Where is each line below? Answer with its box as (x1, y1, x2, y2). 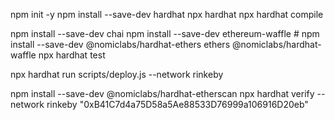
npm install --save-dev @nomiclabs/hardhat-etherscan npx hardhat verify (10, 88, 315, 99)
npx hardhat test (38, 49, 106, 61)
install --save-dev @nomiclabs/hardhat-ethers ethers (10, 39, 231, 50)
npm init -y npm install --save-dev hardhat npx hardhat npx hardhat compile (10, 9, 324, 20)
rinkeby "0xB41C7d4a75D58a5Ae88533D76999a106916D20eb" (46, 99, 309, 110)
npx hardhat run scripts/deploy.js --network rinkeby (10, 69, 224, 80)
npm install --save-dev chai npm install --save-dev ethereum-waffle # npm (10, 28, 320, 39)
